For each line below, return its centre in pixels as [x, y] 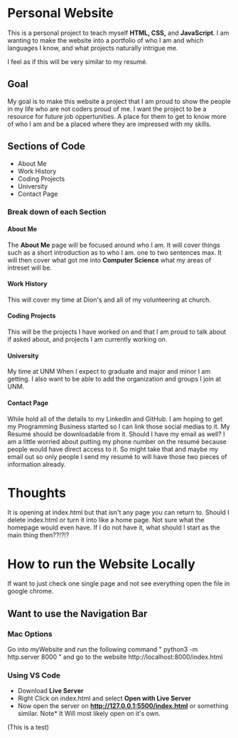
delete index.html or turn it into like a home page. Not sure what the [106, 520]
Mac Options [30, 633]
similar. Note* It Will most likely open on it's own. [89, 714]
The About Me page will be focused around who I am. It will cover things [114, 245]
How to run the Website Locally [101, 564]
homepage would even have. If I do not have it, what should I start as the [114, 527]
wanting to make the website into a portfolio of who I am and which [106, 40]
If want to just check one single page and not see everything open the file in [119, 584]
